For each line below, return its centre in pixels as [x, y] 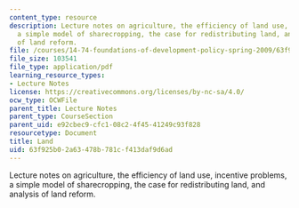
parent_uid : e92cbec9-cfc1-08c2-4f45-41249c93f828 [105, 125]
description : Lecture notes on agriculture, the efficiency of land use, [149, 26]
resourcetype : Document [53, 133]
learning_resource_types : [57, 76]
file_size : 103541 [43, 59]
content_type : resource [53, 17]
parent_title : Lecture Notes [63, 108]
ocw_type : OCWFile [43, 100]
